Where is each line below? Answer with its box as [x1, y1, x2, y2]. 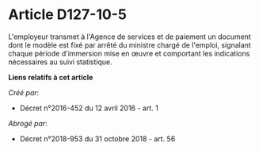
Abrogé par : [8, 118, 48, 128]
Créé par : [8, 87, 40, 97]
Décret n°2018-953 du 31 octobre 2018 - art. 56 [19, 133, 176, 144]
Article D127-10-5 [8, 6, 127, 24]
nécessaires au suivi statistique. [8, 57, 112, 67]
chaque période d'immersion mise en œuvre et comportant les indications [8, 48, 250, 58]
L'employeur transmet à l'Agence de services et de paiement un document [8, 32, 251, 41]
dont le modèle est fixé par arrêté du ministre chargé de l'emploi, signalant [8, 40, 251, 49]
